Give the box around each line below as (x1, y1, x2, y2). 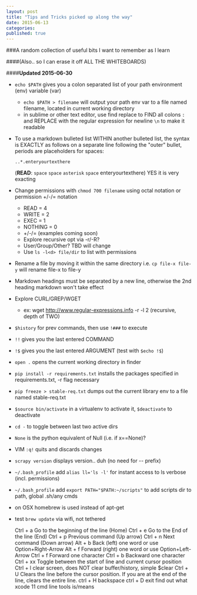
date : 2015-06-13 (6, 19, 49, 25)
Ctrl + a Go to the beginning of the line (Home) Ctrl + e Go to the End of (14, 527, 188, 534)
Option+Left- (159, 546, 192, 553)
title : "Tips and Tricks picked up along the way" (6, 14, 133, 20)
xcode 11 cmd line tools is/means (14, 583, 95, 590)
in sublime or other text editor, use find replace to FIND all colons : (23, 111, 185, 118)
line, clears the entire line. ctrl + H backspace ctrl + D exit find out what (14, 577, 188, 584)
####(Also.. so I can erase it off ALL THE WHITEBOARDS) (6, 58, 146, 65)
